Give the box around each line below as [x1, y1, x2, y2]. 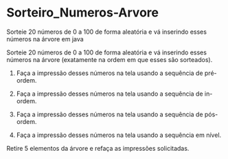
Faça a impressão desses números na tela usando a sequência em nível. [16, 131, 222, 139]
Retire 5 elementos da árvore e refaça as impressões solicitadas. [6, 144, 190, 152]
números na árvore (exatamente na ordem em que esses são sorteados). [6, 55, 213, 63]
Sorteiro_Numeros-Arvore [6, 5, 159, 21]
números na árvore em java [6, 34, 84, 43]
